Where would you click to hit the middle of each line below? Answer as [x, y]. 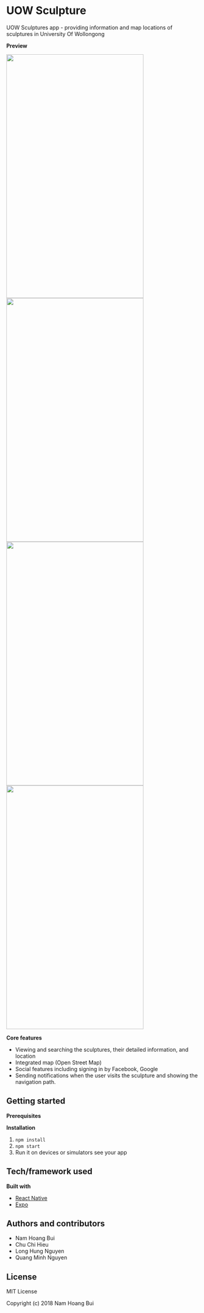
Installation [21, 1127]
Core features [24, 1038]
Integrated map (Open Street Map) [58, 1062]
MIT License [22, 1292]
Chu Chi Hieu [32, 1245]
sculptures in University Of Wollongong [55, 34]
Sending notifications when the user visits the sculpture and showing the [106, 1075]
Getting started [36, 1101]
